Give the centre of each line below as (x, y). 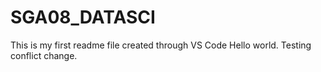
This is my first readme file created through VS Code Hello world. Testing (161, 45)
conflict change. (44, 55)
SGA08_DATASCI (83, 17)
